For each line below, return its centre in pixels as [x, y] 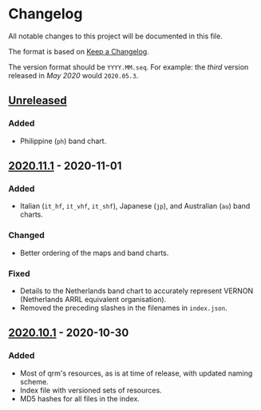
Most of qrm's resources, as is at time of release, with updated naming [136, 373]
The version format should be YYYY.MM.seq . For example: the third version [129, 67]
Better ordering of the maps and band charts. [94, 253]
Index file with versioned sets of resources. [91, 390]
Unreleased [38, 101]
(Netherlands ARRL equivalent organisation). [93, 299]
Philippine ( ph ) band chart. [63, 141]
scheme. [34, 381]
